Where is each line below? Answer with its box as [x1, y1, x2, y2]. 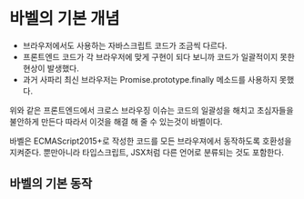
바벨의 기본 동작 [9, 176, 93, 192]
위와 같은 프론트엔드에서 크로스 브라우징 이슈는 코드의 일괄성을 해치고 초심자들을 [9, 104, 294, 115]
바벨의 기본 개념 [9, 8, 120, 29]
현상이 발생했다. [22, 63, 79, 74]
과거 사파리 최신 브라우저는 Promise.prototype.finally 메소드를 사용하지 [22, 74, 278, 85]
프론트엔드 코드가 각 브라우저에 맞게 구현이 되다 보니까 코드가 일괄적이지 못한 [22, 51, 296, 62]
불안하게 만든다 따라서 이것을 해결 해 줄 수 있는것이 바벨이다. [9, 115, 223, 127]
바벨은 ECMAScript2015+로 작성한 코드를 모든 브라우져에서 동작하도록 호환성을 [9, 135, 292, 146]
